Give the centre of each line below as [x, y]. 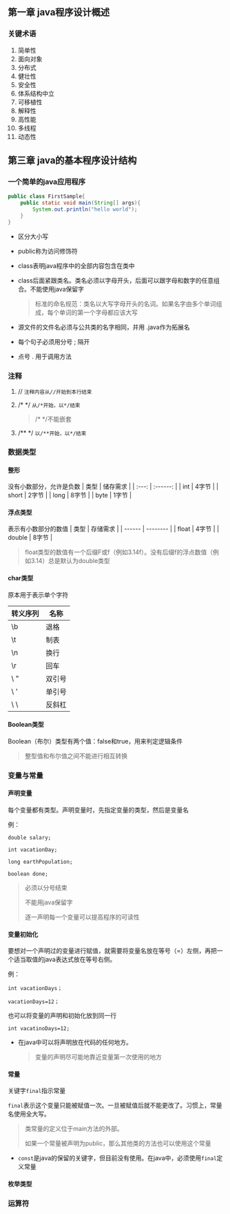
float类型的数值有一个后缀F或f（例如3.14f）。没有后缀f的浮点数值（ [119, 552]
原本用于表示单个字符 [38, 595]
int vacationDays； [35, 989]
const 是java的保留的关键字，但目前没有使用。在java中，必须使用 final [117, 1158]
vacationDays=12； [34, 1002]
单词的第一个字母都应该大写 [98, 312]
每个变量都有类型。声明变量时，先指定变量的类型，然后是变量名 [98, 810]
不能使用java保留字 [57, 289]
